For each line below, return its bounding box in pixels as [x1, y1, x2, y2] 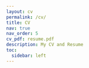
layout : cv [6, 8, 33, 15]
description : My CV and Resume [6, 42, 84, 48]
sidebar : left [11, 53, 46, 59]
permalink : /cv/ [6, 14, 46, 20]
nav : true [6, 25, 31, 31]
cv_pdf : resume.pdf [6, 36, 55, 42]
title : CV [6, 20, 31, 25]
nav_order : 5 [6, 31, 39, 37]
